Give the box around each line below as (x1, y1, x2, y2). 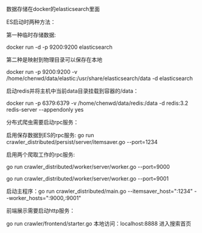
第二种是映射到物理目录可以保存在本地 (6, 56, 102, 63)
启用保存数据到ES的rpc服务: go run (6, 132, 94, 138)
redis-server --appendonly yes (6, 106, 84, 113)
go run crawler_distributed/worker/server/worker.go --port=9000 (6, 163, 170, 170)
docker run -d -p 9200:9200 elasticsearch (6, 43, 113, 51)
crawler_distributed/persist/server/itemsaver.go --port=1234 (6, 138, 158, 145)
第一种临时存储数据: (6, 31, 57, 38)
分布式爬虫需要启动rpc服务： (6, 118, 79, 126)
